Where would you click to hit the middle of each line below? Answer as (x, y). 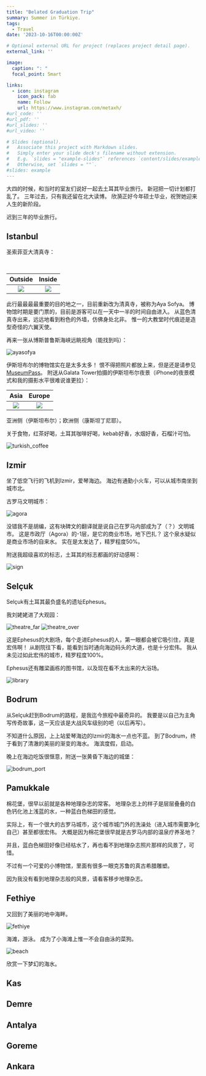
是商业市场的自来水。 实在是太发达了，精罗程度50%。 (75, 542)
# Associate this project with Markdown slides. (72, 148)
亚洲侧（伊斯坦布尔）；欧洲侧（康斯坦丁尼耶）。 (65, 421)
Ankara (21, 1066)
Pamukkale (28, 788)
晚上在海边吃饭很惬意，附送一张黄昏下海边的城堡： (71, 756)
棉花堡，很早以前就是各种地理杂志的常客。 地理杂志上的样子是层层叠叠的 (98, 803)
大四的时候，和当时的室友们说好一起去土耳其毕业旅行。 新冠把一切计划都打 (101, 188)
